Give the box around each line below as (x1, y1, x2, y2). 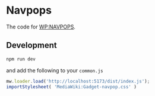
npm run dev (6, 56, 36, 62)
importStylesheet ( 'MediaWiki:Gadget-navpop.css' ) (6, 84, 137, 89)
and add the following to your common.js (6, 66, 103, 74)
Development (6, 40, 58, 50)
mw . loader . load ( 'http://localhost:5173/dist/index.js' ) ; (6, 78, 150, 84)
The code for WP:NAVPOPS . (6, 23, 76, 30)
